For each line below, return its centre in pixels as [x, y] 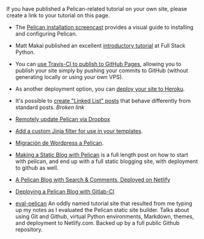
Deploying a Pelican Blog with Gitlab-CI [65, 192]
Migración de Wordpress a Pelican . [59, 143]
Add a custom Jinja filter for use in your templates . [79, 131]
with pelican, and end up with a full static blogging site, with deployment [106, 161]
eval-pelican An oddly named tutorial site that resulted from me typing [104, 203]
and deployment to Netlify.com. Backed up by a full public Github [97, 223]
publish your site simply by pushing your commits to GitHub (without [102, 70]
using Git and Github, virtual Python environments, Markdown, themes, [104, 216]
